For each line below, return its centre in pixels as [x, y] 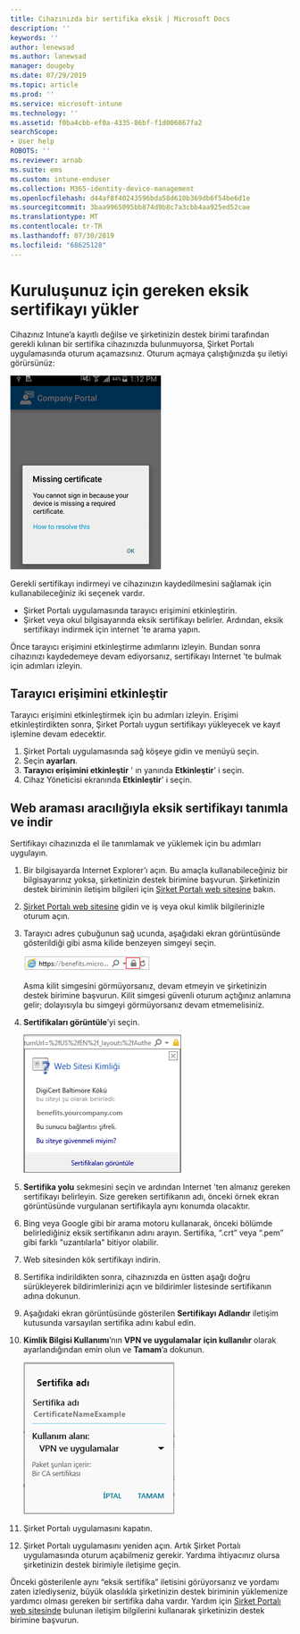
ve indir [31, 822]
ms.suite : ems [37, 170]
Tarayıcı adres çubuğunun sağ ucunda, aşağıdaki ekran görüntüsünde [151, 933]
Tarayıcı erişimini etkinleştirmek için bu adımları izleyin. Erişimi [125, 715]
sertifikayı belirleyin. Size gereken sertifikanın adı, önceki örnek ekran [151, 1197]
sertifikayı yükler [75, 309]
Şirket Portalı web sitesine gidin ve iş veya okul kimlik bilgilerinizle [144, 906]
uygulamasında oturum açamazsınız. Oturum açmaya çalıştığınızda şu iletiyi [149, 353]
